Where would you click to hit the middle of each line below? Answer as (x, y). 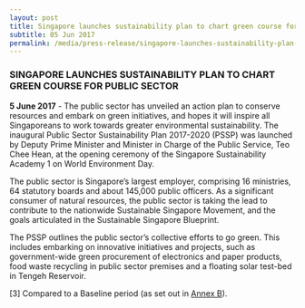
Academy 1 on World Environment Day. (82, 163)
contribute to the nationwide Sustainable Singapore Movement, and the (143, 210)
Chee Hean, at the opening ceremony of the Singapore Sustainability (138, 154)
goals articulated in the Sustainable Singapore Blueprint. (114, 219)
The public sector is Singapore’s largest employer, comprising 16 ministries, (150, 181)
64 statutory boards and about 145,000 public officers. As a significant (142, 190)
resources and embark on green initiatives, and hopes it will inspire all (140, 115)
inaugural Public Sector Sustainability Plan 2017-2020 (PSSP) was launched (151, 135)
